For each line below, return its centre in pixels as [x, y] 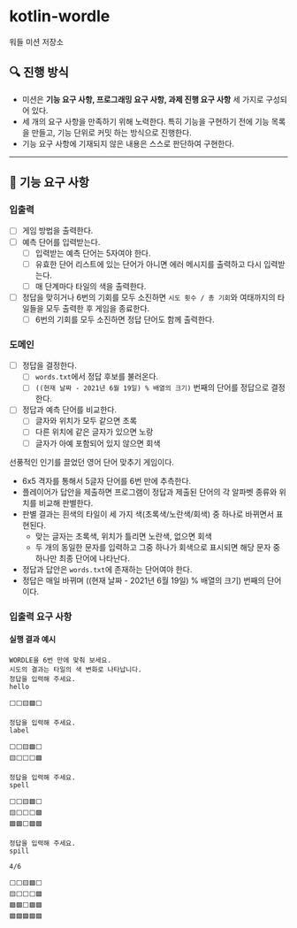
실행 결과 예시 [32, 640]
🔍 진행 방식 [39, 73]
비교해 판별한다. [66, 502]
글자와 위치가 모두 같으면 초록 [86, 421]
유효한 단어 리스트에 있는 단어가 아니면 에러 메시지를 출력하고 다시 [148, 264]
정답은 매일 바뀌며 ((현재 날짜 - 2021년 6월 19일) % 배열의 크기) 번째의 [143, 580]
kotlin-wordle [60, 16]
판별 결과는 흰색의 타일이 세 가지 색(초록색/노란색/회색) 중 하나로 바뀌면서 [148, 514]
